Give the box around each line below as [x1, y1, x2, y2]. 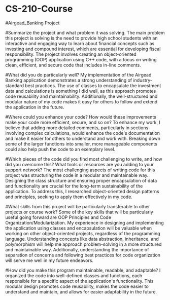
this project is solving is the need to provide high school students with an [5, 35, 158, 41]
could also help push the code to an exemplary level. [5, 146, 116, 152]
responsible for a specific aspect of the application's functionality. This [5, 278, 154, 284]
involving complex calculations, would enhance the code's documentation [5, 130, 160, 136]
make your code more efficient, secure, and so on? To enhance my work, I [5, 119, 161, 125]
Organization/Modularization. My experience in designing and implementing [5, 219, 164, 226]
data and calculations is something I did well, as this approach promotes [5, 88, 156, 94]
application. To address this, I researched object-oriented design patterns [5, 188, 159, 194]
